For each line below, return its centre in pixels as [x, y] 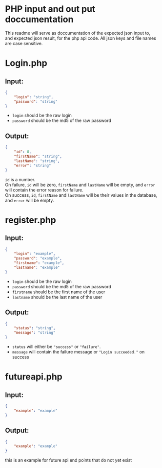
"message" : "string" [35, 333]
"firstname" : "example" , [39, 263]
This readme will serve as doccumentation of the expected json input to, [78, 33]
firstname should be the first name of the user [59, 292]
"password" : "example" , [38, 258]
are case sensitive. [24, 43]
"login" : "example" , [35, 254]
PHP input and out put [50, 9]
